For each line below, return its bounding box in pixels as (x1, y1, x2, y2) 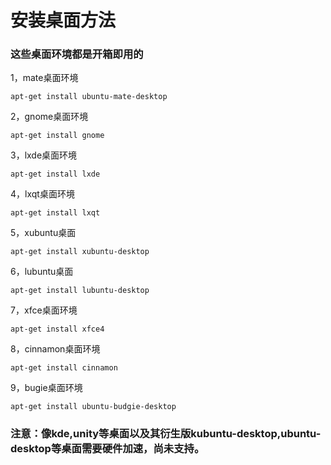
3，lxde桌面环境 (10, 149, 78, 161)
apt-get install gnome (10, 131, 105, 141)
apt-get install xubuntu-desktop (10, 247, 150, 257)
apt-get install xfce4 (10, 324, 105, 335)
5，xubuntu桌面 (10, 227, 77, 239)
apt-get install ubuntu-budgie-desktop (10, 402, 177, 412)
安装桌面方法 (10, 9, 117, 32)
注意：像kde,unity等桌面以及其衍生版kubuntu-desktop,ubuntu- (10, 427, 322, 441)
